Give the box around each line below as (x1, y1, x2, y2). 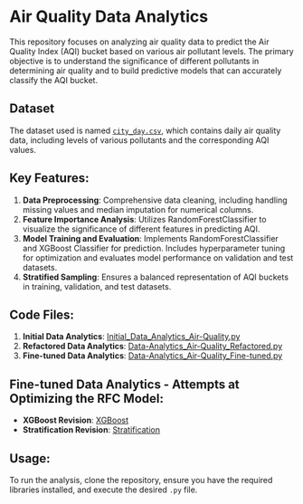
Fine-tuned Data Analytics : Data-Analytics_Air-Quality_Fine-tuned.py (22, 350, 283, 361)
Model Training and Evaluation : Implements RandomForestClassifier (22, 233, 279, 243)
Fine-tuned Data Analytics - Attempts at (9, 376, 240, 392)
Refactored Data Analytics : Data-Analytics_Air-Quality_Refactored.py (22, 341, 283, 352)
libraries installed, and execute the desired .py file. (9, 484, 198, 495)
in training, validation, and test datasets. (22, 281, 172, 291)
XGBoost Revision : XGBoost (22, 414, 129, 426)
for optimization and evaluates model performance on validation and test (22, 252, 294, 263)
